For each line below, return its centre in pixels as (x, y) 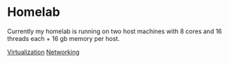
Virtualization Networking (43, 52)
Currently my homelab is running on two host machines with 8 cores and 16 (115, 31)
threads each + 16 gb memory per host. (63, 38)
